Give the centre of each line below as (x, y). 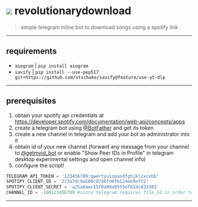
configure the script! (39, 165)
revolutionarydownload (73, 11)
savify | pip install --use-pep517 (57, 71)
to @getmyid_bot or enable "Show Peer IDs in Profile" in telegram (94, 153)
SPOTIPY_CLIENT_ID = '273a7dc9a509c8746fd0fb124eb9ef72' (77, 182)
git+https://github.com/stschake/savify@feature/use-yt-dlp (90, 77)
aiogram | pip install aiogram (51, 65)
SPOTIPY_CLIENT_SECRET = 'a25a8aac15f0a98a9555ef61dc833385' (83, 187)
